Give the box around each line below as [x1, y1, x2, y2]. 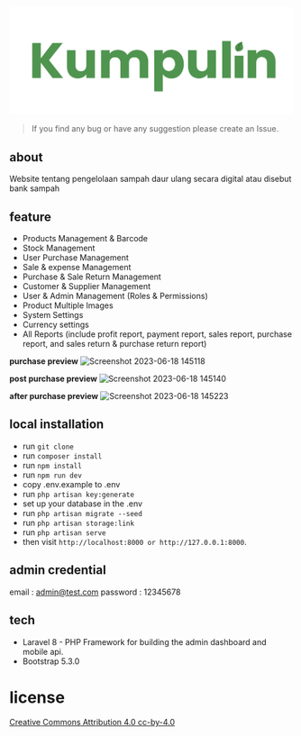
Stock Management [22, 242, 96, 254]
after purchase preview [9, 391, 99, 402]
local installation [9, 417, 105, 432]
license [9, 687, 66, 707]
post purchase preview [9, 373, 97, 385]
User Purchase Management [22, 252, 129, 263]
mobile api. [22, 646, 64, 657]
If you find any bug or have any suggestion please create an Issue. [31, 123, 279, 134]
